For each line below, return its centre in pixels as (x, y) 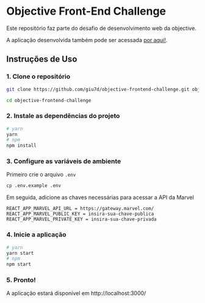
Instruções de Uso (42, 59)
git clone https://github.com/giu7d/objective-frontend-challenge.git (98, 89)
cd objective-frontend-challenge (49, 100)
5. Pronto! (21, 280)
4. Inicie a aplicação (36, 235)
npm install (21, 146)
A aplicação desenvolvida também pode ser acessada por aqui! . (87, 40)
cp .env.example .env (34, 186)
